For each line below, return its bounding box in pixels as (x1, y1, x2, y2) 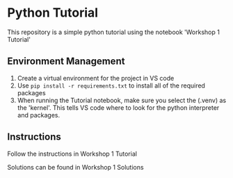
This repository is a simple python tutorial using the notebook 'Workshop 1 (7, 28, 220, 36)
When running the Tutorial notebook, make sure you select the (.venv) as (17, 96, 227, 104)
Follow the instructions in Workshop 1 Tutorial (7, 149, 138, 158)
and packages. (17, 111, 61, 119)
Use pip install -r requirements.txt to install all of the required (17, 81, 205, 90)
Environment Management (7, 56, 125, 67)
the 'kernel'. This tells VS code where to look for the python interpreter (17, 103, 220, 112)
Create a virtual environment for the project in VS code (17, 74, 175, 82)
